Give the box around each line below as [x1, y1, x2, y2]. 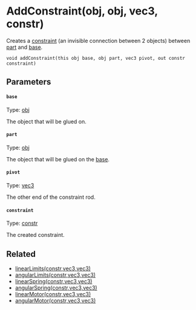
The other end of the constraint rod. [6, 193, 96, 201]
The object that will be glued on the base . [6, 155, 110, 163]
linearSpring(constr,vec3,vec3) [15, 277, 93, 285]
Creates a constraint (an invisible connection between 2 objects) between [6, 37, 191, 44]
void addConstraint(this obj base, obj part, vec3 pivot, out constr [6, 55, 186, 61]
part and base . [6, 44, 43, 51]
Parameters [6, 77, 51, 87]
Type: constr [6, 219, 38, 227]
